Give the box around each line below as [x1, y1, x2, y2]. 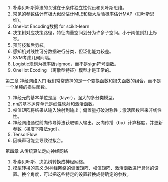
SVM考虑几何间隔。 [12, 55, 54, 60]
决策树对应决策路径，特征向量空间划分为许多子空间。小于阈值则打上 [12, 30, 153, 35]
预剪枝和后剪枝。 [12, 42, 48, 48]
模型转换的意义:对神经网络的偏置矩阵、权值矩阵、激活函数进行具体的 [12, 165, 154, 171]
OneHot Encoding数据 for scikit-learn [12, 23, 90, 29]
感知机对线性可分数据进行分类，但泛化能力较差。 [12, 48, 114, 54]
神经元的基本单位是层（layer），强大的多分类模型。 [12, 95, 117, 100]
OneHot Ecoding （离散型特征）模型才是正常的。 [12, 67, 114, 73]
